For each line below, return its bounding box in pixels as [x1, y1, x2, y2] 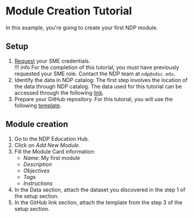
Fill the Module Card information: [14, 148, 96, 155]
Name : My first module [23, 154, 80, 161]
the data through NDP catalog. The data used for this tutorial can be [14, 83, 182, 90]
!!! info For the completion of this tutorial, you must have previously [14, 63, 180, 71]
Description [23, 161, 52, 168]
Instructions [23, 180, 53, 187]
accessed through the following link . [14, 89, 104, 96]
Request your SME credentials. [14, 57, 90, 64]
